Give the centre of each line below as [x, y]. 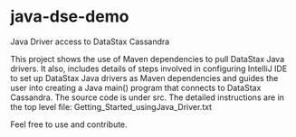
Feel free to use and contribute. [69, 124]
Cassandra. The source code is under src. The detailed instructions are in [147, 97]
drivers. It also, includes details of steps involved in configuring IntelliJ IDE [149, 68]
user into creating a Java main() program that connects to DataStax [136, 87]
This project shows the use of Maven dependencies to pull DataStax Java [148, 59]
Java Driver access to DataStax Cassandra [90, 41]
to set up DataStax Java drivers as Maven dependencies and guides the [144, 78]
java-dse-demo [70, 17]
